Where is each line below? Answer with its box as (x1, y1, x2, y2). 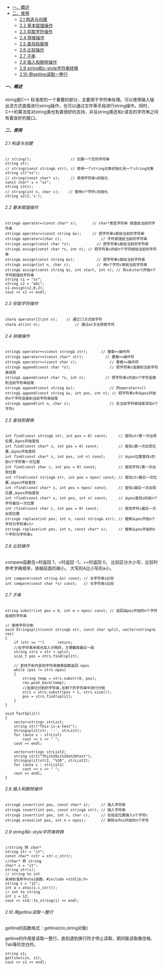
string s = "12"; (5, 881, 40, 886)
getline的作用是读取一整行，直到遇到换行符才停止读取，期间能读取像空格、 (5, 935, 155, 941)
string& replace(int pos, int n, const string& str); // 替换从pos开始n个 (5, 516, 156, 521)
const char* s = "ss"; (5, 180, 51, 185)
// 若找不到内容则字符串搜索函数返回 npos (14, 663, 90, 668)
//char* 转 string (5, 859, 42, 864)
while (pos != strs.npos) (14, 667, 67, 672)
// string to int (5, 872, 40, 877)
